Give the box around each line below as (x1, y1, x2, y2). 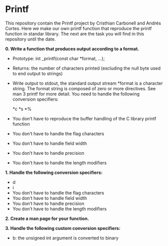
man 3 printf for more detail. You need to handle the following (12, 91, 140, 97)
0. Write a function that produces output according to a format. (5, 46, 139, 52)
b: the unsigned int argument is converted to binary (12, 234, 119, 241)
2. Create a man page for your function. (5, 215, 89, 221)
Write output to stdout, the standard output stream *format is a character (12, 80, 163, 86)
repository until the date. (5, 36, 56, 42)
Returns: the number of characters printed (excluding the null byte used (12, 65, 161, 71)
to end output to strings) (12, 70, 63, 76)
